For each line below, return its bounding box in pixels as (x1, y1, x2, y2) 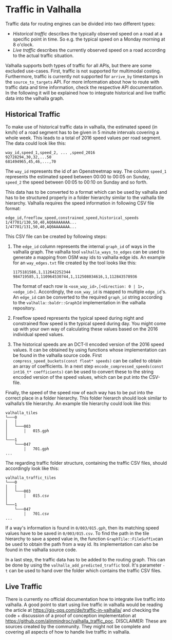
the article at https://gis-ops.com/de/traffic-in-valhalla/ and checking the (5, 607, 160, 613)
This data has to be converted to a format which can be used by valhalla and (5, 189, 167, 195)
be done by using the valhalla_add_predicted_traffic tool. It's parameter (5, 562, 162, 568)
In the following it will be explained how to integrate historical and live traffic (5, 89, 166, 96)
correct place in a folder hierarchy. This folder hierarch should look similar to (5, 395, 167, 401)
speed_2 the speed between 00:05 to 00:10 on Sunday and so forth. (5, 179, 148, 185)
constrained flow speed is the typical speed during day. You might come (12, 320, 166, 326)
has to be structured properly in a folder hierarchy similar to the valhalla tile (5, 194, 164, 200)
